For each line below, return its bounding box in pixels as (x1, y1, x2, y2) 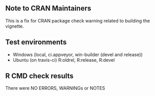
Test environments (5, 38, 67, 46)
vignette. (5, 23, 24, 29)
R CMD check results (5, 71, 74, 81)
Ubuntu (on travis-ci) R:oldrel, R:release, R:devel (12, 57, 115, 63)
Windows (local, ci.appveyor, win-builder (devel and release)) (12, 51, 143, 58)
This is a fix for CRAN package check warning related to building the (5, 17, 150, 23)
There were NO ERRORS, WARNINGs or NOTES (5, 85, 105, 91)
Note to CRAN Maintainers (5, 4, 91, 13)
